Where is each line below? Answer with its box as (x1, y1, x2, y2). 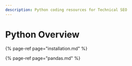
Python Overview (5, 28, 80, 40)
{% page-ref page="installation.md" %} (5, 45, 88, 51)
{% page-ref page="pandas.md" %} (5, 55, 81, 61)
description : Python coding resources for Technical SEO (5, 7, 127, 12)
